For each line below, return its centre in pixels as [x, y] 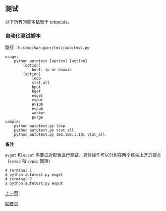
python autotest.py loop [40, 126]
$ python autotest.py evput [34, 184]
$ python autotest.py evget [34, 175]
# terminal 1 [19, 170]
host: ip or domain [52, 70]
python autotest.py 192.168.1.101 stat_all [60, 135]
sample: [13, 122]
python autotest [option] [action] [51, 61]
